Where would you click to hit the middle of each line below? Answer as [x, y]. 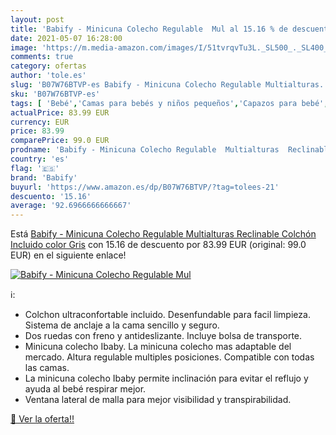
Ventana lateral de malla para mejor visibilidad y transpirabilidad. [158, 400]
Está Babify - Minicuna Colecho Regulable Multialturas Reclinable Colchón [163, 234]
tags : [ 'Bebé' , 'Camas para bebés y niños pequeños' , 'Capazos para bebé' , [169, 103]
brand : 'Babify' [44, 177]
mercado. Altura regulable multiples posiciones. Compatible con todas [169, 357]
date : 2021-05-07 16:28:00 [66, 38]
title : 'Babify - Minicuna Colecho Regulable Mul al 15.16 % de [149, 29]
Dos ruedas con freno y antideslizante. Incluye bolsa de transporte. [163, 336]
